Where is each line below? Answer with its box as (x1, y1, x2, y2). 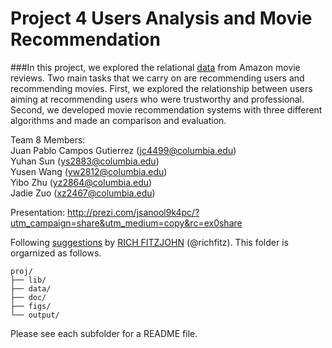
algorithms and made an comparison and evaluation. (10, 114, 227, 126)
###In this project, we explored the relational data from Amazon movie (10, 61, 301, 73)
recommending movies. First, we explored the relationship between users (10, 82, 313, 94)
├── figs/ (10, 301, 52, 311)
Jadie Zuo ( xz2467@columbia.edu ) (10, 187, 156, 199)
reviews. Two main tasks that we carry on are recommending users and (10, 72, 305, 84)
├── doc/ (10, 292, 47, 302)
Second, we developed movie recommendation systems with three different (10, 103, 323, 116)
